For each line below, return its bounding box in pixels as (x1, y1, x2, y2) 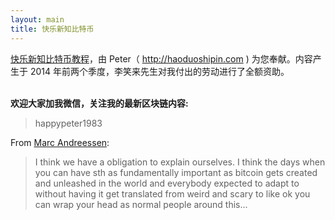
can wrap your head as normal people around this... (34, 198, 248, 210)
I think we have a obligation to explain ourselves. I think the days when (34, 156, 326, 168)
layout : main (10, 14, 65, 25)
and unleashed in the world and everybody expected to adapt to (34, 177, 300, 189)
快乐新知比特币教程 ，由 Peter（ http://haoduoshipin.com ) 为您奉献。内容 (10, 52, 313, 65)
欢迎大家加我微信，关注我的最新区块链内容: (10, 97, 189, 109)
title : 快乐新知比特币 (10, 24, 95, 34)
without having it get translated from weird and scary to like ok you (34, 187, 311, 200)
